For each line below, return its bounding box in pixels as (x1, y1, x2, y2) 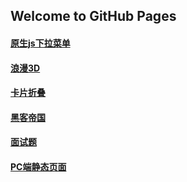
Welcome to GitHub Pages (10, 8, 177, 25)
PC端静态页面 (10, 160, 67, 173)
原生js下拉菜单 (10, 37, 71, 49)
